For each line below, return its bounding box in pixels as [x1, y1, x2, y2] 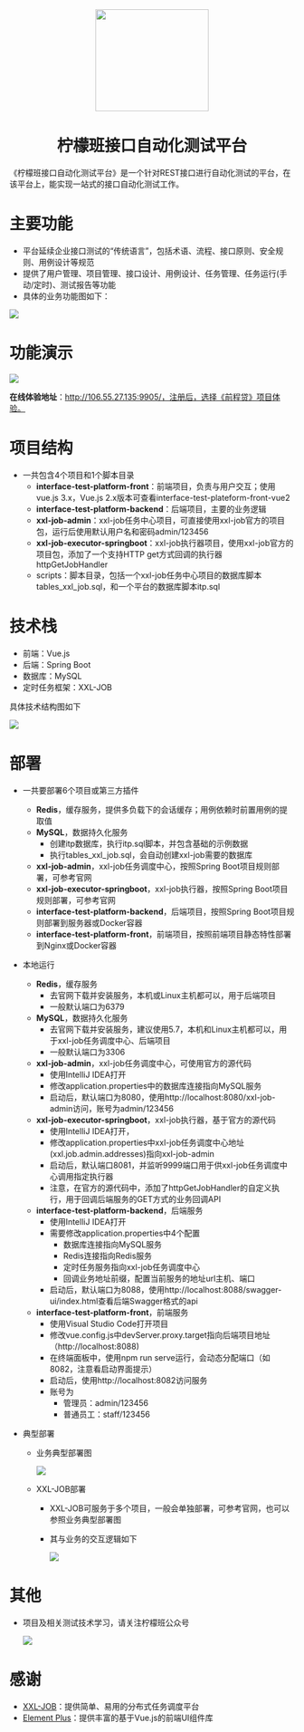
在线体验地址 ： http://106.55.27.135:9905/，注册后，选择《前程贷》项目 [9, 391, 273, 402]
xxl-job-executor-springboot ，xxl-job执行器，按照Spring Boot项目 [35, 883, 289, 894]
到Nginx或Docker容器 [35, 939, 118, 950]
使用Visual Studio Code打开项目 [49, 1318, 169, 1329]
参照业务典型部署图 [49, 1514, 122, 1525]
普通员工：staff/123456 [62, 1409, 151, 1419]
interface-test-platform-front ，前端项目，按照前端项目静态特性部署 [35, 929, 292, 939]
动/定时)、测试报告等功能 [22, 279, 116, 290]
